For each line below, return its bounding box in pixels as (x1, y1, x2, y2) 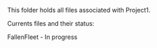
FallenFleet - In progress (7, 33, 78, 41)
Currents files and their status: (7, 19, 95, 27)
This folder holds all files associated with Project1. (7, 6, 151, 14)
